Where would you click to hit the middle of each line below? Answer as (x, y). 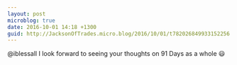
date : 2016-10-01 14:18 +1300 (52, 27)
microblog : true (31, 20)
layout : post (27, 14)
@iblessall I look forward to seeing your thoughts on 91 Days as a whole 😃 (116, 54)
